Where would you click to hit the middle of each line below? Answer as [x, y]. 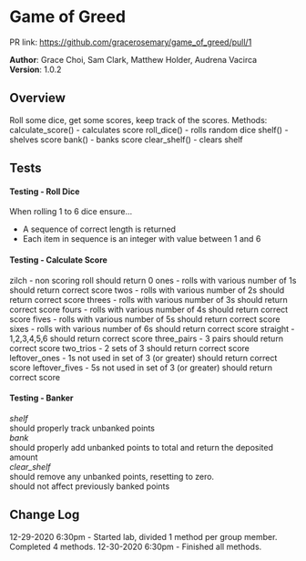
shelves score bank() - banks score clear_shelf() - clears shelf [126, 140]
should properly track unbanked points [82, 428]
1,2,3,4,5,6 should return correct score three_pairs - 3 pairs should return [147, 338]
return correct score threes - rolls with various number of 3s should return [149, 299]
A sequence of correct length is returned [99, 229]
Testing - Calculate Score [58, 260]
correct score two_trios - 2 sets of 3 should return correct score [130, 348]
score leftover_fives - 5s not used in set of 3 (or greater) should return [141, 368]
